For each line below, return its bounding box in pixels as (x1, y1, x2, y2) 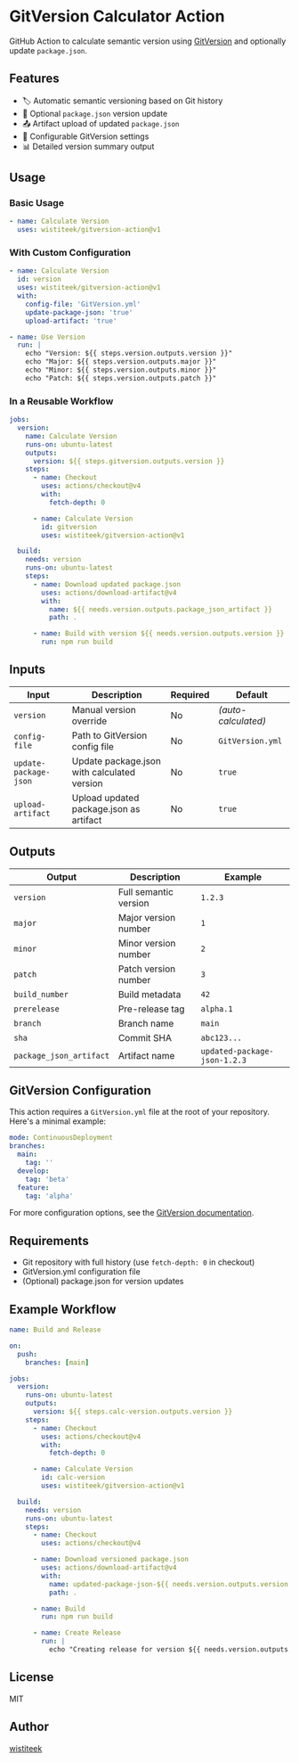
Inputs (9, 662, 46, 677)
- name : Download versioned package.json (32, 1555, 190, 1564)
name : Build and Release (9, 1325, 101, 1334)
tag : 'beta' (25, 1175, 69, 1184)
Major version (117, 911, 176, 923)
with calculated (71, 766, 136, 778)
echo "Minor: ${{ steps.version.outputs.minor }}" (25, 365, 217, 375)
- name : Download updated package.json (32, 579, 181, 589)
